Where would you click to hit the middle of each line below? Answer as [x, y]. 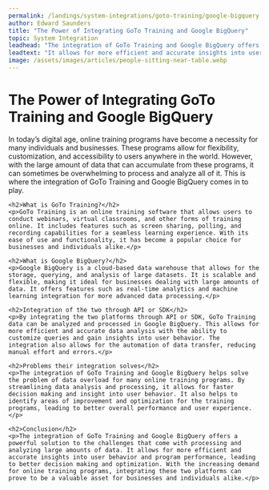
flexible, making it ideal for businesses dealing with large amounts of [134, 282]
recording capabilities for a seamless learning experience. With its [128, 233]
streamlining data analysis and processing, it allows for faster [121, 387]
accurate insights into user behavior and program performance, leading [132, 457]
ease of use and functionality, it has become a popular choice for [125, 240]
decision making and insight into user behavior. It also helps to [123, 394]
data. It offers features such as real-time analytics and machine [123, 289]
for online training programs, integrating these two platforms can [125, 471]
